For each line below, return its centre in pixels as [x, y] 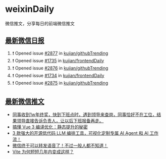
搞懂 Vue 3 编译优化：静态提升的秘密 [50, 127]
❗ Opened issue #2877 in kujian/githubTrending [60, 53]
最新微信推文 [25, 102]
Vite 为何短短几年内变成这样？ [43, 152]
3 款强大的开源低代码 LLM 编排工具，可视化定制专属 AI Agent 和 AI [80, 133]
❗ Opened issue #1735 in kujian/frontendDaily [58, 60]
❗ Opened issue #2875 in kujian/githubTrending [60, 83]
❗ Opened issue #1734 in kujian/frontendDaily [58, 75]
